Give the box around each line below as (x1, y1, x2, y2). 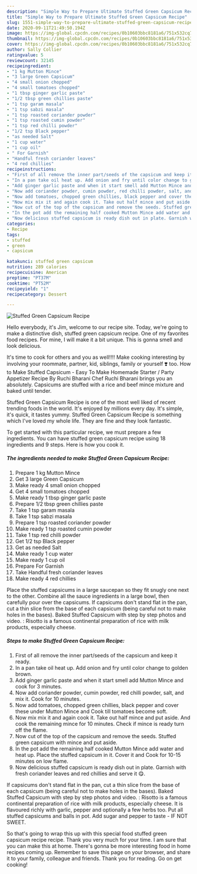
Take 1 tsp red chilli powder (15, 532, 81, 539)
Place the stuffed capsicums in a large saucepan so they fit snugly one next (6, 587, 189, 594)
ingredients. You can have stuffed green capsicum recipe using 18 (6, 435, 166, 442)
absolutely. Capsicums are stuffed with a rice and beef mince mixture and (6, 381, 185, 388)
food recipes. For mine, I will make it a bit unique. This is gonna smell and (6, 336, 183, 343)
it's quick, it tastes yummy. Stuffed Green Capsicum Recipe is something (6, 411, 182, 419)
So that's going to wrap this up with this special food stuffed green (6, 830, 167, 837)
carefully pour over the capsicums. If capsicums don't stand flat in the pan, (6, 599, 188, 606)
